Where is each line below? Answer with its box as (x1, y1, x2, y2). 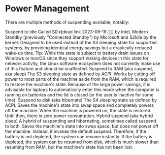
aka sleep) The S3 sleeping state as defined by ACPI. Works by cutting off (5, 71, 155, 77)
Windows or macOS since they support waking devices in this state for (5, 55, 149, 61)
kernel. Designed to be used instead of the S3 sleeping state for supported (5, 39, 157, 45)
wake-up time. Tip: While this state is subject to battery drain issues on (5, 50, 149, 56)
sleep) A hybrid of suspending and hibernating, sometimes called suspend (5, 118, 156, 124)
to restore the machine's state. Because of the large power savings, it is (5, 81, 151, 87)
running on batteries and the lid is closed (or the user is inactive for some (5, 92, 154, 97)
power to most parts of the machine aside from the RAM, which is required (5, 76, 157, 82)
